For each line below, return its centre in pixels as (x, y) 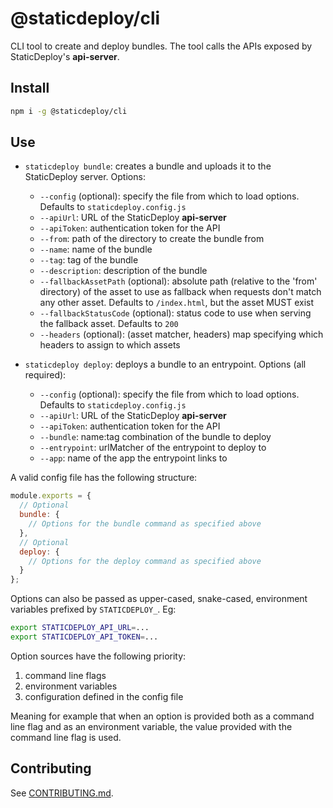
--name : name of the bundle (96, 249)
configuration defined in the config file (104, 696)
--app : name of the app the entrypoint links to (133, 458)
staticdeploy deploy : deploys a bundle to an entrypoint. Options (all (165, 364)
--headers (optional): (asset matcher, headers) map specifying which (181, 334)
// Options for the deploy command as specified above (145, 561)
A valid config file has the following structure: (104, 478)
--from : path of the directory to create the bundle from (152, 239)
